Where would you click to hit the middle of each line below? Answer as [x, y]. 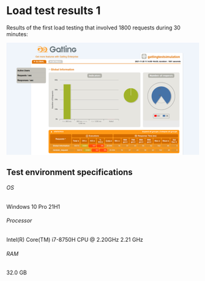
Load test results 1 [54, 11]
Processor [19, 220]
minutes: [17, 34]
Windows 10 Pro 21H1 [33, 206]
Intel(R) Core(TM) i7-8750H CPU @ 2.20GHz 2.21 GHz [75, 240]
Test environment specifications [69, 172]
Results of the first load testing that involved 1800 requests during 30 [93, 28]
